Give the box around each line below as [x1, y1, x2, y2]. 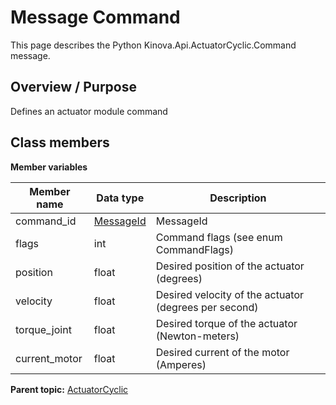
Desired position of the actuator [155, 259, 305, 273]
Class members [10, 134, 110, 151]
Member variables [10, 161, 88, 173]
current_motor [15, 351, 83, 365]
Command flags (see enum [155, 230, 283, 244]
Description [209, 191, 267, 205]
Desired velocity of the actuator [155, 287, 305, 301]
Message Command [10, 6, 181, 29]
